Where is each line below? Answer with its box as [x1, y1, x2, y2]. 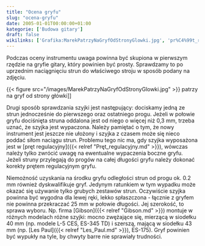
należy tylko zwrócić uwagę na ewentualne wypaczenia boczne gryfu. [6, 149, 183, 157]
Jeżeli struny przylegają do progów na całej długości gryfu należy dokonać [6, 156, 195, 163]
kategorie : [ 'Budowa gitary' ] [6, 26, 84, 32]
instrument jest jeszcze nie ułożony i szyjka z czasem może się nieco [6, 130, 180, 137]
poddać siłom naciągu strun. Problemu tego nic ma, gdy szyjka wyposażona [6, 136, 198, 144]
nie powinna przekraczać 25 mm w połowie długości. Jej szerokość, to [6, 200, 184, 207]
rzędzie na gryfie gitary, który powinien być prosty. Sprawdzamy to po [6, 61, 184, 68]
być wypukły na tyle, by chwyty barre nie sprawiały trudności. [6, 233, 163, 240]
